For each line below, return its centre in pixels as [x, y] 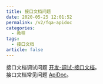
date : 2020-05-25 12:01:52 [39, 17]
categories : [21, 28]
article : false [25, 50]
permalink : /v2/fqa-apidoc [39, 22]
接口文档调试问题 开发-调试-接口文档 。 [53, 67]
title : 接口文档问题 [29, 11]
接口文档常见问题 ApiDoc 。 [39, 75]
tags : [13, 39]
